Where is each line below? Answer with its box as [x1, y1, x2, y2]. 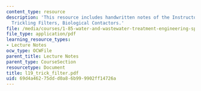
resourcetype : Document [6, 64, 66, 71]
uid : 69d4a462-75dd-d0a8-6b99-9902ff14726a [6, 75, 117, 81]
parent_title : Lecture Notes [6, 53, 79, 59]
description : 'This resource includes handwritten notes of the [6, 14, 170, 20]
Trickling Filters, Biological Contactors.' [11, 20, 124, 26]
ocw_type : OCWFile [6, 48, 52, 54]
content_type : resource [6, 8, 66, 15]
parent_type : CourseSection [6, 59, 77, 65]
